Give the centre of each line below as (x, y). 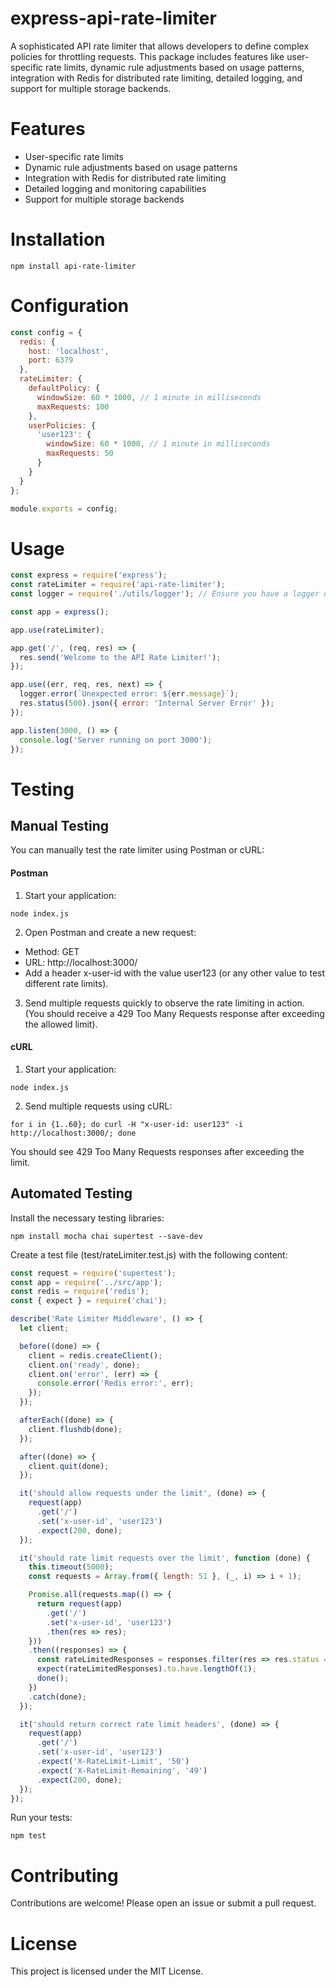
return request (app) (79, 1604)
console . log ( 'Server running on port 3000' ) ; (116, 740)
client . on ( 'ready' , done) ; (84, 1365)
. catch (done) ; (57, 1697)
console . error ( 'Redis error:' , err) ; (115, 1383)
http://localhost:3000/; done (73, 1133)
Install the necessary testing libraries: (87, 1218)
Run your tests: (41, 1818)
